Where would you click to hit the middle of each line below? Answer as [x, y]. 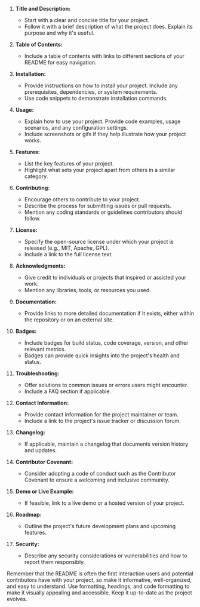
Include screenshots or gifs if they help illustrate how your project [105, 134]
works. [33, 140]
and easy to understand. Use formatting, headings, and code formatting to [98, 586]
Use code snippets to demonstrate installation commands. [96, 98]
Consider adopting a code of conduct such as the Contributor [100, 473]
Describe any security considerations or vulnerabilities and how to [106, 556]
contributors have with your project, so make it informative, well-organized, [99, 580]
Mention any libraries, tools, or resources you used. [87, 290]
